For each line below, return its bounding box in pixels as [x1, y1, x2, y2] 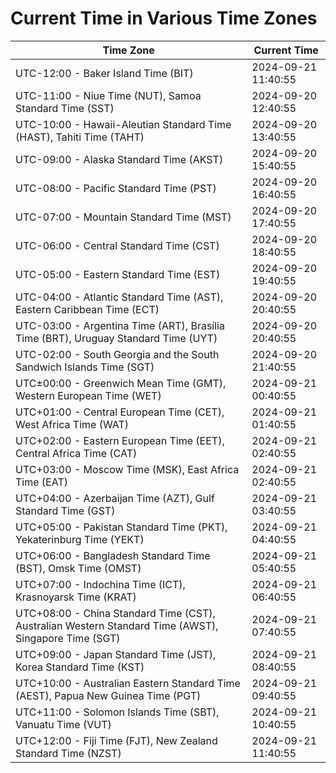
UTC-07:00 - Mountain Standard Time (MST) [15, 210, 232, 224]
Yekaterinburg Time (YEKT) [15, 532, 145, 546]
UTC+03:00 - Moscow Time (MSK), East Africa [15, 462, 240, 476]
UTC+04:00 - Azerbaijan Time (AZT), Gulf [15, 491, 215, 505]
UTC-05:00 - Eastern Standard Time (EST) [15, 267, 221, 281]
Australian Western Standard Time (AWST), [15, 618, 219, 632]
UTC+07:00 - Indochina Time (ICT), [15, 577, 186, 591]
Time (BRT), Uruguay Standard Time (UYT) [15, 331, 218, 345]
